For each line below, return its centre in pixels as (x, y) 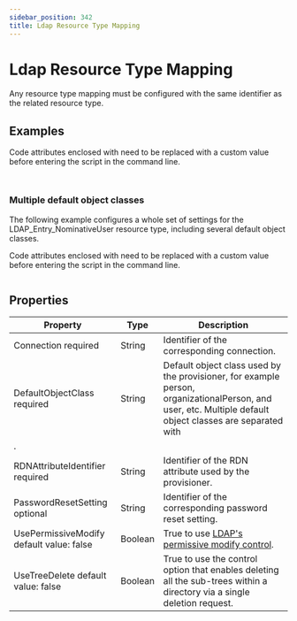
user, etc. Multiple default (216, 410)
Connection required (57, 346)
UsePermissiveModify (59, 533)
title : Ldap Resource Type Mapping (75, 26)
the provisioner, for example (221, 377)
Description (224, 326)
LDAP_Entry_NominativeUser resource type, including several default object (147, 229)
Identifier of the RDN (206, 461)
